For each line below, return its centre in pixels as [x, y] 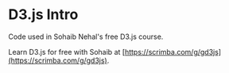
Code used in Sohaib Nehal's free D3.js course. [86, 36]
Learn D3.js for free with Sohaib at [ [67, 52]
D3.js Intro [43, 15]
